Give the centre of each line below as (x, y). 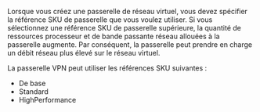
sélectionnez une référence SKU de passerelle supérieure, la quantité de (125, 28)
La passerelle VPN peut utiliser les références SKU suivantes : (107, 68)
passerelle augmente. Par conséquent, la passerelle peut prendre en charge (130, 45)
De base (32, 83)
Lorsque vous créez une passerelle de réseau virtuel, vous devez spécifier (128, 11)
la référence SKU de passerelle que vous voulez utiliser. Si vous (110, 20)
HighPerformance (47, 100)
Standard (33, 92)
